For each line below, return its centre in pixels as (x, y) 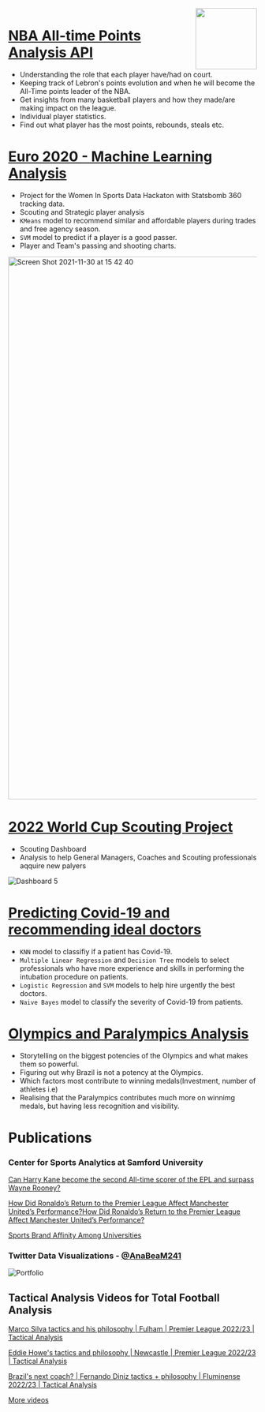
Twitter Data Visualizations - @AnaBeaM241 (95, 1256)
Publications (50, 1138)
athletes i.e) (39, 1089)
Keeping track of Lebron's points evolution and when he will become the (137, 83)
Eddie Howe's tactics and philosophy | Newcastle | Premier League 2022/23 (132, 1353)
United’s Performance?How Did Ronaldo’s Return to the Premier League (124, 1212)
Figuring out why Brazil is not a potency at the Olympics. (111, 1072)
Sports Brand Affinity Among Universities (75, 1235)
